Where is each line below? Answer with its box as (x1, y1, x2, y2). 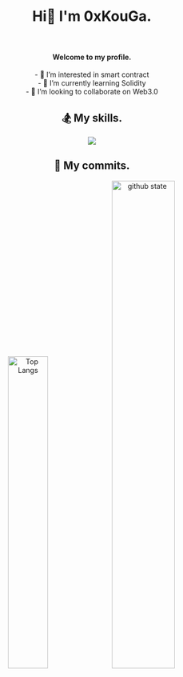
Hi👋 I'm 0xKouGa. (32, 7, 152, 26)
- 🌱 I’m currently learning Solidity (37, 78, 147, 88)
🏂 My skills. (61, 111, 123, 125)
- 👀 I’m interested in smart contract (34, 70, 149, 79)
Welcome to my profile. (52, 52, 132, 62)
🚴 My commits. (54, 159, 130, 173)
